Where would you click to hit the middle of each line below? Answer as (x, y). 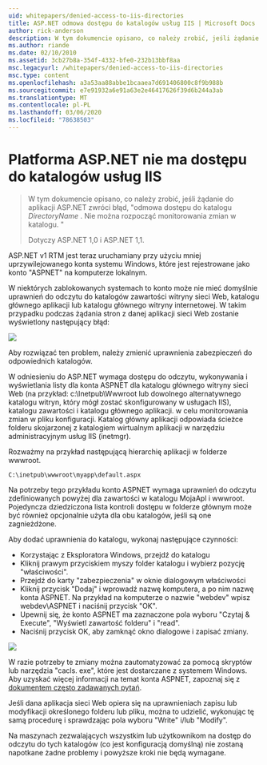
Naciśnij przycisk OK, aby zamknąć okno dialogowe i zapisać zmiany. (134, 631)
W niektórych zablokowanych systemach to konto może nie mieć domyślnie (133, 288)
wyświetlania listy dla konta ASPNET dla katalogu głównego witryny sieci (128, 385)
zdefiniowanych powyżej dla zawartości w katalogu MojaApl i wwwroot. (127, 498)
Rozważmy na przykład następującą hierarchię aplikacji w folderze (118, 451)
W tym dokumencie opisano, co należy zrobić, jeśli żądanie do (131, 199)
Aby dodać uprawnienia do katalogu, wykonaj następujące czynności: (123, 539)
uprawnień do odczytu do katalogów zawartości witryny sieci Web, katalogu (134, 296)
